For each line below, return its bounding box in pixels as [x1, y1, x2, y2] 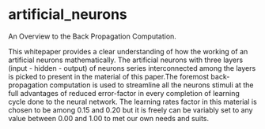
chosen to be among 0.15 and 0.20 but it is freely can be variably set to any [8, 105, 253, 115]
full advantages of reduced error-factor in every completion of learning [8, 88, 240, 98]
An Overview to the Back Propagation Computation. [8, 31, 176, 41]
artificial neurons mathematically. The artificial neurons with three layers [8, 55, 244, 64]
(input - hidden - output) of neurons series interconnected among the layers [8, 63, 256, 72]
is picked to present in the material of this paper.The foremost [8, 72, 210, 81]
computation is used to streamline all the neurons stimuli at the [49, 80, 254, 90]
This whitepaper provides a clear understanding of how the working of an [8, 46, 248, 56]
